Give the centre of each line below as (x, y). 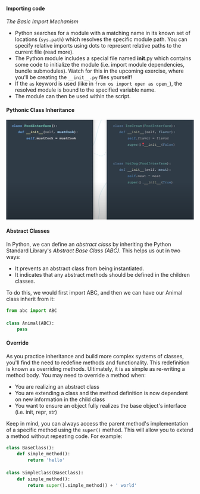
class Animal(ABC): (30, 323)
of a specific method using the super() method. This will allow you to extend (100, 430)
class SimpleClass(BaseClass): (45, 473)
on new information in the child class (60, 399)
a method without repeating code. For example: (64, 436)
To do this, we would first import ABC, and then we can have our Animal (94, 292)
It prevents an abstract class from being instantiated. (79, 268)
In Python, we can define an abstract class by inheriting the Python (89, 244)
